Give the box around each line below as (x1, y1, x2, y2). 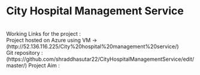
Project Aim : (28, 61, 60, 69)
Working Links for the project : (6, 30, 81, 37)
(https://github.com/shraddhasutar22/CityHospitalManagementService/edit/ (6, 55, 195, 62)
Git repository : (6, 49, 43, 56)
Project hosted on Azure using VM (6, 36, 91, 43)
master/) (6, 61, 28, 69)
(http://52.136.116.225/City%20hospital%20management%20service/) (6, 43, 179, 50)
